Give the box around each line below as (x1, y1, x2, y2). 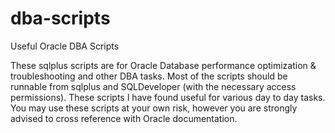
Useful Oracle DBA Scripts (10, 40, 120, 52)
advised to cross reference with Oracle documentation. (10, 112, 238, 124)
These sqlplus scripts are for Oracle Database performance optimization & (10, 59, 317, 71)
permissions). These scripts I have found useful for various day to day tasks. (10, 91, 326, 103)
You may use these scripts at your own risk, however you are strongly (10, 102, 298, 114)
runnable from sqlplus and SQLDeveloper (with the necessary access (10, 80, 297, 92)
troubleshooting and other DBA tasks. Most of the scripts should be (10, 70, 288, 82)
